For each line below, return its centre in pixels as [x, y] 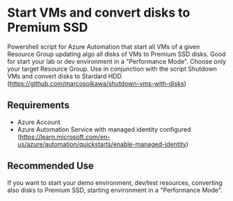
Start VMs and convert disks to [99, 13]
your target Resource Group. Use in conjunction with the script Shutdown [112, 69]
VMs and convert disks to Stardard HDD [64, 76]
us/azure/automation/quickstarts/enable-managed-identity [102, 144]
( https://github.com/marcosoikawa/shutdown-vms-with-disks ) [97, 83]
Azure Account [39, 122]
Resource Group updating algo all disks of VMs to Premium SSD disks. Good [116, 54]
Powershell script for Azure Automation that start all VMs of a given [104, 46]
